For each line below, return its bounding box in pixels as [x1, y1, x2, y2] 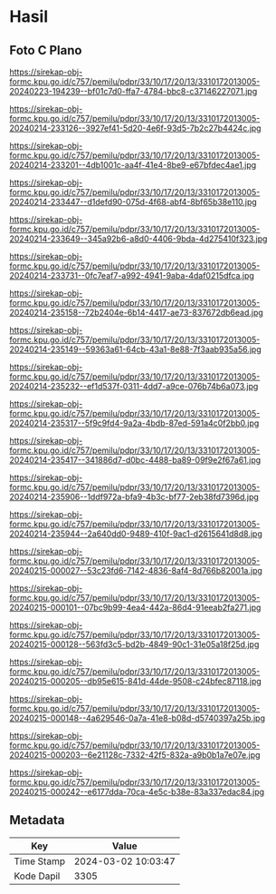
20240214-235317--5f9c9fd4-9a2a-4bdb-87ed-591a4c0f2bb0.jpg [9, 418, 260, 428]
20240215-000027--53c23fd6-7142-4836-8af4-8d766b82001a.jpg [9, 565, 262, 575]
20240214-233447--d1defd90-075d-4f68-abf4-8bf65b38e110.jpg [9, 197, 258, 207]
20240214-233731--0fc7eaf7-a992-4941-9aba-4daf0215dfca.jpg [9, 270, 255, 280]
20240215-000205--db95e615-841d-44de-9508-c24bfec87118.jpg [9, 676, 262, 686]
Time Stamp [14, 855, 66, 868]
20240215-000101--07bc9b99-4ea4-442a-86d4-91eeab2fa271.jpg [9, 602, 262, 613]
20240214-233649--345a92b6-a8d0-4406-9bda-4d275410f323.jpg [9, 233, 268, 244]
